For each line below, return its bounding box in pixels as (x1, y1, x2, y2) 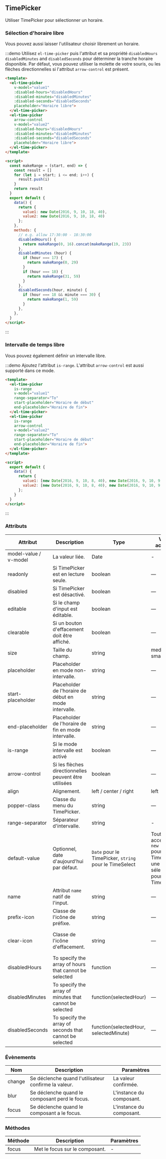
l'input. (52, 899, 69, 906)
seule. (52, 577, 67, 583)
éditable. (52, 611, 73, 618)
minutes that (52, 993, 82, 1000)
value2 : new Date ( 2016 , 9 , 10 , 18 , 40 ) (23, 214, 105, 219)
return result (14, 186, 43, 192)
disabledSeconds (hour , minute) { (18, 288, 87, 293)
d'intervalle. (52, 822, 80, 829)
